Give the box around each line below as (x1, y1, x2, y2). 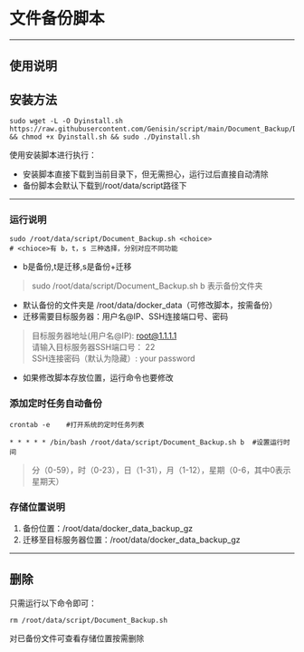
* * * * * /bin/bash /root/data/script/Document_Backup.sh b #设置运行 (9, 437, 284, 447)
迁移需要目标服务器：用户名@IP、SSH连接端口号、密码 (22, 311, 229, 322)
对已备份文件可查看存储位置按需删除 (9, 632, 145, 644)
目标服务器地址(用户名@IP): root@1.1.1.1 (31, 330, 177, 341)
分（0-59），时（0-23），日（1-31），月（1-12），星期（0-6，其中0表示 (31, 464, 291, 475)
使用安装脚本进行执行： (9, 150, 97, 161)
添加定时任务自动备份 (9, 397, 102, 410)
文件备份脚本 (9, 8, 106, 29)
